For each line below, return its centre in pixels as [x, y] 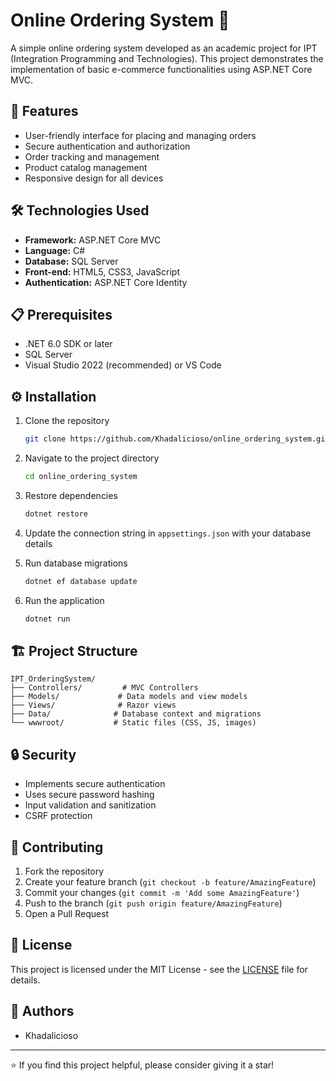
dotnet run [47, 619]
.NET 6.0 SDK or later [68, 344]
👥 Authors [42, 1011]
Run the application [64, 600]
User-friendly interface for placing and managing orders [140, 135]
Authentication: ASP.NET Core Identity [106, 282]
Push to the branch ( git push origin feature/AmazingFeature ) [153, 903]
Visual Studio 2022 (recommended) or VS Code [123, 365]
